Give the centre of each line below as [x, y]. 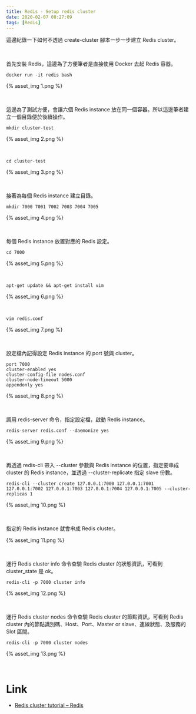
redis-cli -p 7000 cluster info [46, 583]
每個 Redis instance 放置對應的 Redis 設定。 [59, 242]
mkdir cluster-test [30, 128]
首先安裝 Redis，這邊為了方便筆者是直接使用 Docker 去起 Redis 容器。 [91, 64]
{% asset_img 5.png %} [35, 263]
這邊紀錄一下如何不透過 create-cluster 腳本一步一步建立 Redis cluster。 [93, 40]
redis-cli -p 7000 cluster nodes [47, 643]
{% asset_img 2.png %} [35, 139]
